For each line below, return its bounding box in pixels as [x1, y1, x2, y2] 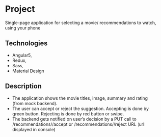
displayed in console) [12, 126, 55, 132]
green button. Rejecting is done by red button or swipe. [12, 110, 124, 116]
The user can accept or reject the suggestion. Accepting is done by [12, 106, 149, 111]
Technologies [5, 39, 48, 48]
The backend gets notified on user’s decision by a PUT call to [12, 116, 136, 122]
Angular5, [12, 52, 32, 58]
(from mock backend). [12, 100, 58, 106]
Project [5, 3, 35, 15]
